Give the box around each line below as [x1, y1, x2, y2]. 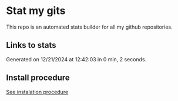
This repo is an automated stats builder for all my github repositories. [6, 23, 173, 30]
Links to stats [6, 40, 56, 50]
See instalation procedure [6, 88, 69, 95]
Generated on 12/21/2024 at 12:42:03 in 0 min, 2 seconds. [6, 55, 147, 62]
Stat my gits [6, 4, 66, 18]
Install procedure [6, 73, 70, 83]
